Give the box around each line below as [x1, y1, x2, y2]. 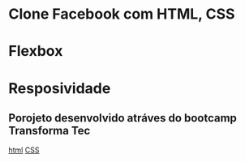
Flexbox [8, 42, 63, 61]
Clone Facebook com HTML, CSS [8, 5, 235, 23]
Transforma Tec [8, 123, 91, 138]
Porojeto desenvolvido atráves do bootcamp [8, 111, 238, 125]
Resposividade [8, 79, 111, 97]
